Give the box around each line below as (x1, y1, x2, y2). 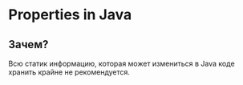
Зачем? (8, 38, 49, 51)
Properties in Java (8, 6, 132, 24)
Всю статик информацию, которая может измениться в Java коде (8, 59, 235, 68)
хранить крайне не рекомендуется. (8, 67, 131, 77)
